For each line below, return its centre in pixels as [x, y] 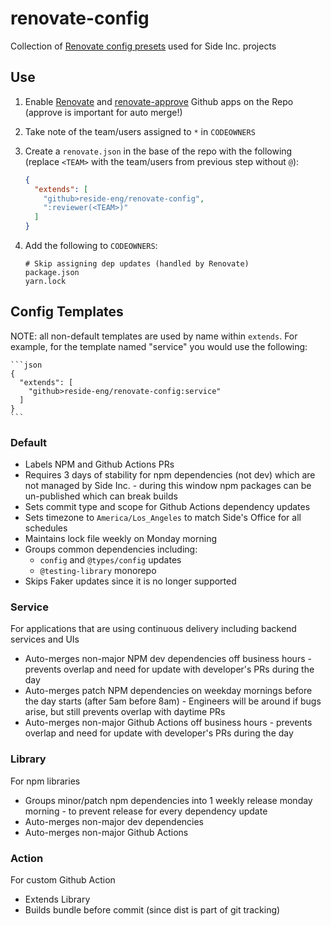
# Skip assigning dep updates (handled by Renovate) [137, 264]
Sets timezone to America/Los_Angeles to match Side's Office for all [163, 518]
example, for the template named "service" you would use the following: [159, 346]
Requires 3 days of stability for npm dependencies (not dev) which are [170, 475]
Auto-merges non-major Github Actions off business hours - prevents [168, 723]
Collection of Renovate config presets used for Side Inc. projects [143, 46]
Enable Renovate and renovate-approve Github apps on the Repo [159, 101]
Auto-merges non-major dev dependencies [114, 821]
